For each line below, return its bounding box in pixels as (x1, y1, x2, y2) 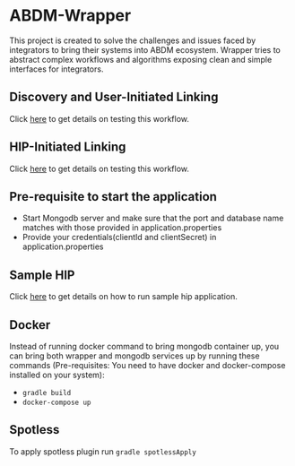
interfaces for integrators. (9, 64, 104, 74)
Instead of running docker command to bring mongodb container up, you (9, 341, 280, 351)
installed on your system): (9, 369, 105, 380)
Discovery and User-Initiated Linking (9, 90, 219, 105)
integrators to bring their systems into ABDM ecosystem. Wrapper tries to (9, 44, 281, 55)
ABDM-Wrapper (9, 5, 132, 26)
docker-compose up (22, 398, 91, 407)
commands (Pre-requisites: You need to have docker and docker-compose (9, 360, 286, 370)
